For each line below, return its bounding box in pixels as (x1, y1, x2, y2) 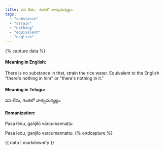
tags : (5, 12, 16, 17)
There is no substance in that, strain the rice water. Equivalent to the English (5, 70, 160, 76)
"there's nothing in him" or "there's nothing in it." (5, 75, 104, 81)
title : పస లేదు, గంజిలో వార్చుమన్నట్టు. (5, 7, 74, 12)
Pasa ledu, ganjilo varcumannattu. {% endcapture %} (5, 130, 113, 136)
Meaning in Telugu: (5, 86, 46, 92)
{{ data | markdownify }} (5, 140, 55, 146)
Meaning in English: (5, 59, 47, 65)
